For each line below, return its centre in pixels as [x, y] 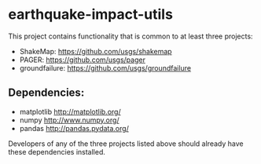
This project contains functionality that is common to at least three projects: [130, 36]
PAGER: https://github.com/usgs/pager [82, 60]
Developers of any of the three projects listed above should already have [126, 144]
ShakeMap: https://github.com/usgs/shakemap [96, 51]
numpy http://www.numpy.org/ [69, 120]
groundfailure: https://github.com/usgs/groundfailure [105, 67]
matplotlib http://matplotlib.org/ [70, 111]
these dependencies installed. [57, 151]
